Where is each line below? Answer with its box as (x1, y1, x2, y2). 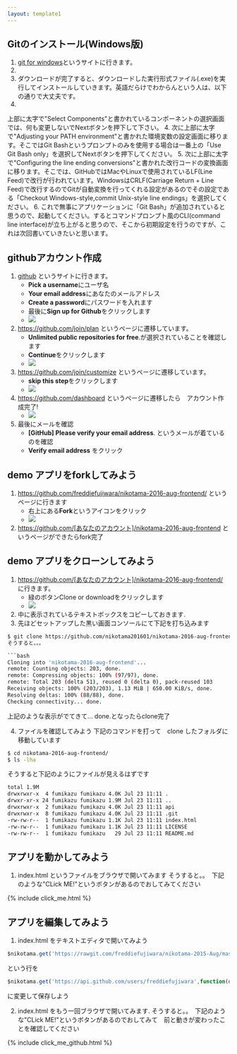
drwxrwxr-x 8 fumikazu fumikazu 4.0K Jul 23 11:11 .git (7, 810, 178, 817)
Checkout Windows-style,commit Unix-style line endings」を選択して (19, 194, 222, 202)
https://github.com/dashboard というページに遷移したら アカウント (17, 394, 219, 403)
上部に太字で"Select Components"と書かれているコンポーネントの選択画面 (7, 114, 225, 123)
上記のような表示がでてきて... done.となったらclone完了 (7, 711, 171, 720)
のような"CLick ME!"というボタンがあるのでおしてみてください (17, 880, 201, 888)
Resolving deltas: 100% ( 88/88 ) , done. (7, 692, 125, 699)
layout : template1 (7, 10, 61, 18)
